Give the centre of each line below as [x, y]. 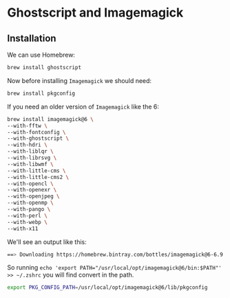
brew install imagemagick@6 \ [51, 119]
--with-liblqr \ [30, 151]
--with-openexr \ [32, 190]
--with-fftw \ [28, 126]
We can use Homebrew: [41, 55]
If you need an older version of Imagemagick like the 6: [83, 106]
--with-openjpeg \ [33, 196]
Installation [32, 38]
